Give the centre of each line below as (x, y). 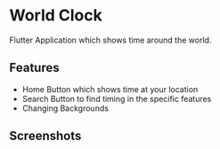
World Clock (56, 16)
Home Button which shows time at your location (110, 89)
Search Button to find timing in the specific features (117, 98)
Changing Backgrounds (65, 108)
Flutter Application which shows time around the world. (110, 40)
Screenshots (45, 136)
